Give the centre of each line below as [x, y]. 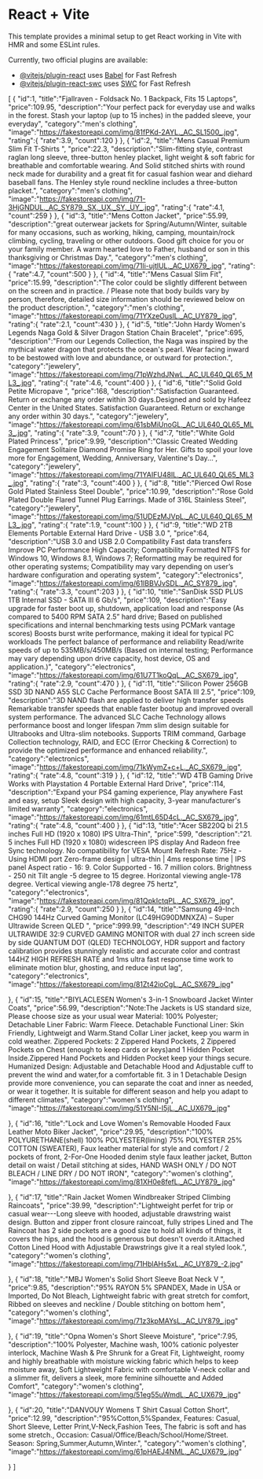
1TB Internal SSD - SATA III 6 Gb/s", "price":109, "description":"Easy [118, 600]
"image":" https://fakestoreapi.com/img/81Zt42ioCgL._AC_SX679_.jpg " [121, 984]
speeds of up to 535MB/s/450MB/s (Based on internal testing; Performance [131, 649]
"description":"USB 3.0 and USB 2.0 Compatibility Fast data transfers [120, 541]
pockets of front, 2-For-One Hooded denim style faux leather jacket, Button [130, 1157]
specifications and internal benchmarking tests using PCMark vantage [122, 625]
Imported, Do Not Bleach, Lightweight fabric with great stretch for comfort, [129, 1296]
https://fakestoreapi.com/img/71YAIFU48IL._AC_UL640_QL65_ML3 [146, 474]
